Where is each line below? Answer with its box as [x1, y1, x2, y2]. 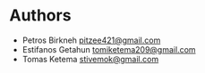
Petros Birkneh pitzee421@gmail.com [21, 35, 161, 45]
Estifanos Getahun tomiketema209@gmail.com [21, 44, 196, 54]
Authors [9, 5, 72, 26]
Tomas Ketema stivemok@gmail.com [21, 53, 159, 64]
